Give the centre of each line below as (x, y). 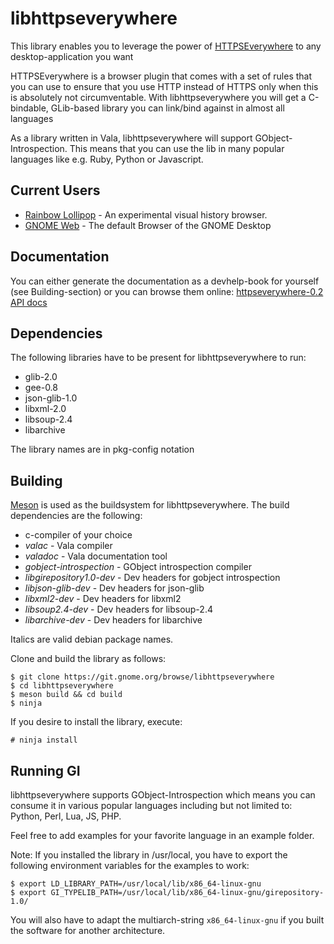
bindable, (29, 108)
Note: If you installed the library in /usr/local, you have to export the (149, 855)
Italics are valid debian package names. (92, 639)
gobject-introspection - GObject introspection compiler (138, 567)
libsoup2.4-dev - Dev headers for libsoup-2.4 (118, 609)
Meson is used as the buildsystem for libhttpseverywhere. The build (150, 505)
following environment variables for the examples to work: (130, 865)
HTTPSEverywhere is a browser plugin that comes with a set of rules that (161, 76)
